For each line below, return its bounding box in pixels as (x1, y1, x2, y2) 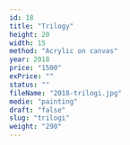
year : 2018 (9, 55, 50, 64)
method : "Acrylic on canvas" (9, 47, 118, 56)
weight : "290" (9, 122, 63, 131)
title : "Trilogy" (9, 22, 74, 31)
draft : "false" (9, 105, 66, 114)
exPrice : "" (9, 72, 54, 81)
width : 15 (9, 38, 47, 48)
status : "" (9, 80, 50, 89)
